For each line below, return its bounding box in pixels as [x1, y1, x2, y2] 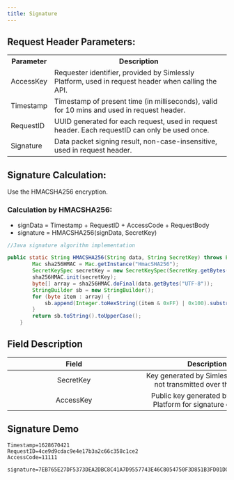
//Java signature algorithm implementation [7, 242, 136, 249]
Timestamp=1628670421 [7, 442, 70, 449]
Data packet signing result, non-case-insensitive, [54, 137, 218, 146]
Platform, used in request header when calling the [54, 77, 217, 86]
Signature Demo [7, 423, 79, 435]
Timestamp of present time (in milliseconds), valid [54, 97, 218, 107]
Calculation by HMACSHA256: [7, 205, 113, 215]
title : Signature [7, 10, 58, 17]
